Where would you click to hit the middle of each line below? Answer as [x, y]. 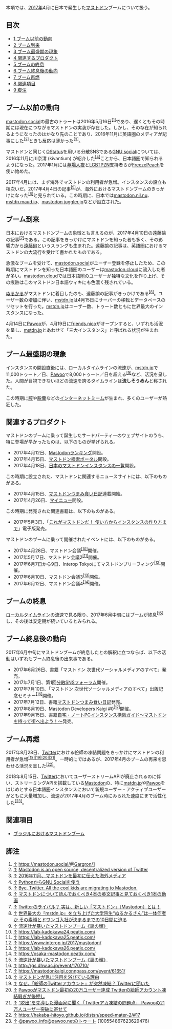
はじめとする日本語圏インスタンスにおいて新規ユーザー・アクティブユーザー [86, 789]
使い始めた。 [19, 171]
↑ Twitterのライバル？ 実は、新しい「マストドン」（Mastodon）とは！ [87, 907]
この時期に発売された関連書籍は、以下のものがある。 [62, 511]
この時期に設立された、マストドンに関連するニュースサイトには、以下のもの [87, 477]
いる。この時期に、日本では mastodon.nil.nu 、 [104, 195]
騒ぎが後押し [31, 996]
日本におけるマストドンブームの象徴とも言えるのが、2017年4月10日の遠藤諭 [86, 233]
